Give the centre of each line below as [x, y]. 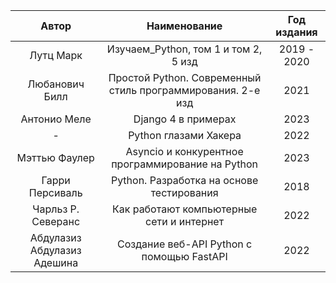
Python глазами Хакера [185, 135]
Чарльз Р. [56, 209]
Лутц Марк [56, 55]
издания [296, 32]
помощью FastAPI [184, 256]
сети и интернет [185, 221]
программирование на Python [185, 164]
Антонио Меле [56, 119]
